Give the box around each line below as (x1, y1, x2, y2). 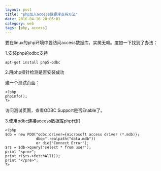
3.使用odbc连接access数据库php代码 (5, 118, 81, 124)
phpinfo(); (5, 94, 28, 99)
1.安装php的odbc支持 (5, 50, 48, 56)
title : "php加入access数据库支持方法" (5, 12, 78, 17)
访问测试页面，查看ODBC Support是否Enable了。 (5, 107, 105, 113)
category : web (5, 21, 34, 26)
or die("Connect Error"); (36, 141, 90, 146)
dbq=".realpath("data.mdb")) (36, 137, 96, 141)
